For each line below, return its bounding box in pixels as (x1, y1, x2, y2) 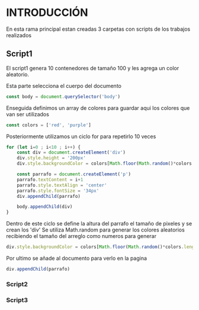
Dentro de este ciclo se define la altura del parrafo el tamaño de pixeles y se (6, 220, 192, 227)
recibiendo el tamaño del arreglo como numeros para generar (6, 233, 157, 240)
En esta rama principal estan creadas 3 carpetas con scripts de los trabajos (6, 25, 191, 32)
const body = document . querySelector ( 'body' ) (6, 93, 120, 100)
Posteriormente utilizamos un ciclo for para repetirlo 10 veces (6, 133, 156, 140)
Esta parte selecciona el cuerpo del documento (6, 82, 121, 89)
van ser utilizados (6, 110, 49, 118)
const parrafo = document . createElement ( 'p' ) (17, 171, 131, 177)
